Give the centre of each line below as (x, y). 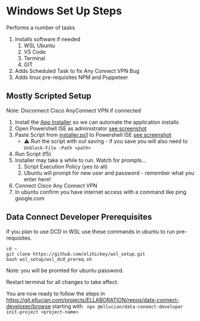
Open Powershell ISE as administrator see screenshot (81, 128)
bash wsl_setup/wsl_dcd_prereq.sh (49, 259)
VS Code (35, 51)
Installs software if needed (47, 39)
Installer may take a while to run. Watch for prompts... (81, 160)
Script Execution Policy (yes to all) (66, 166)
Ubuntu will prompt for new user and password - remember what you (109, 173)
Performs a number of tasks (41, 27)
